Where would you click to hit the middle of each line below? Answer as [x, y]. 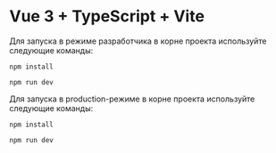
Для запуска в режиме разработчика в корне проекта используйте [138, 41]
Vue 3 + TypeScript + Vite [107, 16]
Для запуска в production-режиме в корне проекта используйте [132, 99]
